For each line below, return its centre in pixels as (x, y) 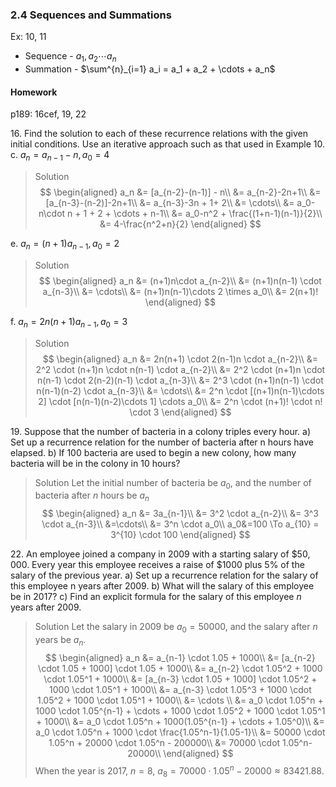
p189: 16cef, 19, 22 (48, 114)
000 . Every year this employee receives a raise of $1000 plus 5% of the (157, 565)
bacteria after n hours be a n (92, 496)
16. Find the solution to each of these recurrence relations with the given (159, 134)
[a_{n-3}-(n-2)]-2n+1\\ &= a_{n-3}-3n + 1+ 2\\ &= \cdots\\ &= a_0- (180, 203)
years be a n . (60, 641)
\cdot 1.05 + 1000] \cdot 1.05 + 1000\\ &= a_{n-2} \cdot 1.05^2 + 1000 (180, 668)
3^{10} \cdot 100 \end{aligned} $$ (180, 535)
